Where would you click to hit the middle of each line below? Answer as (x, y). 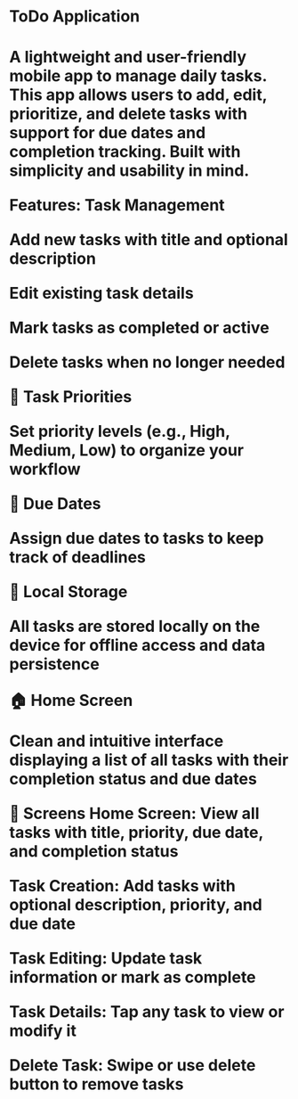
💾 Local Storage (68, 592)
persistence (54, 664)
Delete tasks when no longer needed (147, 362)
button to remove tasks (97, 1084)
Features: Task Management (117, 205)
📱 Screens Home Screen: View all (134, 814)
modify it (43, 1031)
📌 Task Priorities (71, 397)
